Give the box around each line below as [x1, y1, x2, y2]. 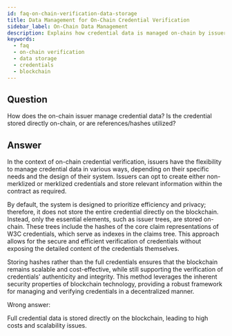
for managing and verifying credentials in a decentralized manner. [7, 288, 195, 296]
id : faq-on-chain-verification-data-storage [7, 10, 137, 17]
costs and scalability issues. [7, 321, 88, 330]
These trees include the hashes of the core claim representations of [26, 223, 219, 231]
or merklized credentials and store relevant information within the [37, 180, 222, 188]
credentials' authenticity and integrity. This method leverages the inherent [7, 272, 217, 281]
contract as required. [7, 187, 67, 196]
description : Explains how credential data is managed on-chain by [7, 29, 206, 37]
